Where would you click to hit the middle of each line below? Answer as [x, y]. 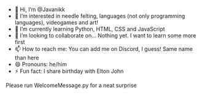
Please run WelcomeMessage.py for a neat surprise [71, 85]
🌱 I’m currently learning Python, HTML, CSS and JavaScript [90, 29]
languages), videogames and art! [56, 22]
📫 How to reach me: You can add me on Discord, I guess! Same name [103, 49]
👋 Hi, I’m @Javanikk [40, 9]
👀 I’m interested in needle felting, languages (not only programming [100, 16]
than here [27, 58]
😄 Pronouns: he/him [41, 64]
